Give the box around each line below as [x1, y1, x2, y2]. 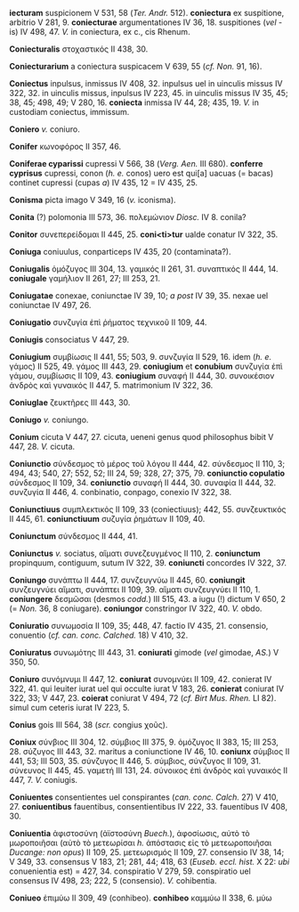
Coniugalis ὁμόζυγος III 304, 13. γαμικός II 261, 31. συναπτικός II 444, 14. [9, 264, 279, 274]
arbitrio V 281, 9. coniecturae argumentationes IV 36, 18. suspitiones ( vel [9, 17, 278, 28]
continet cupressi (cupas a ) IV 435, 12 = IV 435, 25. [9, 177, 198, 188]
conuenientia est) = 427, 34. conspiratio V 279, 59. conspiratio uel [9, 866, 251, 876]
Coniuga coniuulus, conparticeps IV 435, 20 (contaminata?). [9, 247, 231, 256]
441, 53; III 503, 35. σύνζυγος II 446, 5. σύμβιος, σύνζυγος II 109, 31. [9, 756, 262, 766]
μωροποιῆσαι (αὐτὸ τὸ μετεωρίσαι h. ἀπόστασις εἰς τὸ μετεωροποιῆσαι [9, 837, 272, 848]
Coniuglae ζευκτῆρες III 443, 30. [9, 397, 131, 408]
